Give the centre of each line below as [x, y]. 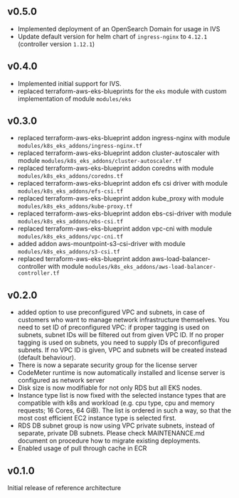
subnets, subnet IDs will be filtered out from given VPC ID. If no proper [121, 335]
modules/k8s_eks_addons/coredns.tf [70, 176]
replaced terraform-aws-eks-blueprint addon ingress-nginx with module [124, 138]
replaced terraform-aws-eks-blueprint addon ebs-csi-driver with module [124, 213]
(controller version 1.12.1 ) [56, 44]
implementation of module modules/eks [74, 98]
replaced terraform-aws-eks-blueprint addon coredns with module [116, 168]
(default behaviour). [47, 358]
